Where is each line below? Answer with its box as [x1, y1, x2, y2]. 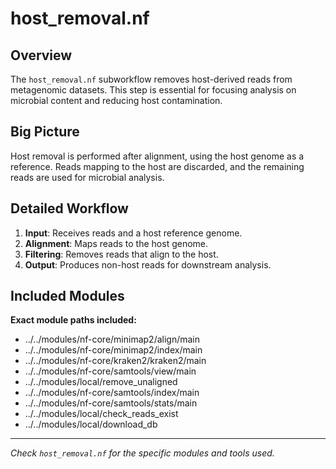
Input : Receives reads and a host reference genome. [24, 227, 243, 239]
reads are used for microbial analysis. [10, 171, 165, 183]
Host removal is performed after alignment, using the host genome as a [10, 150, 305, 162]
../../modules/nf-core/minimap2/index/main [24, 344, 203, 356]
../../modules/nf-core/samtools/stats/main [24, 397, 198, 409]
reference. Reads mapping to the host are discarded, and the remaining [10, 160, 305, 172]
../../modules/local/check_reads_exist [24, 408, 179, 420]
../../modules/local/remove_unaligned [24, 376, 178, 388]
